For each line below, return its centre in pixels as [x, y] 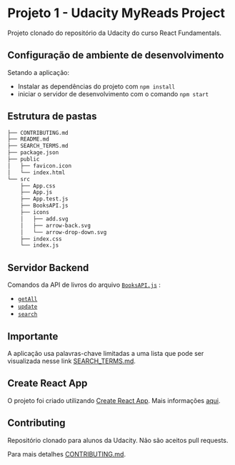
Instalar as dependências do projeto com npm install [96, 86]
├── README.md [29, 139]
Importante [33, 336]
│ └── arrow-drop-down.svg [64, 232]
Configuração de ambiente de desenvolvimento [116, 55]
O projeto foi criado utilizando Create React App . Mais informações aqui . [114, 400]
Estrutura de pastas [52, 117]
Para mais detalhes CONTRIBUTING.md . [67, 454]
